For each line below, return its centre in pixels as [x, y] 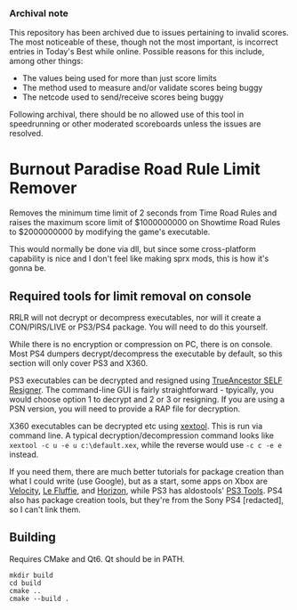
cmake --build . [39, 598]
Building [32, 537]
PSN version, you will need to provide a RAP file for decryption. [125, 409]
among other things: [46, 61]
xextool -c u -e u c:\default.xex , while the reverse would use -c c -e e [146, 445]
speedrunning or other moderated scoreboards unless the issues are [135, 124]
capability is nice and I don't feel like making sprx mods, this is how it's [139, 259]
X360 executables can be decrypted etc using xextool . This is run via [136, 427]
